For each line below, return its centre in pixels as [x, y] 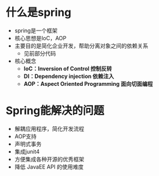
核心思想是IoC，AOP [41, 38]
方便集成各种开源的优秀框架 [49, 159]
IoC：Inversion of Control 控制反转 [68, 68]
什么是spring [38, 12]
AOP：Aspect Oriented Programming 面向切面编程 [88, 83]
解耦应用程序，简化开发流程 [49, 128]
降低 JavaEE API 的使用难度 [49, 167]
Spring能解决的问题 [55, 111]
